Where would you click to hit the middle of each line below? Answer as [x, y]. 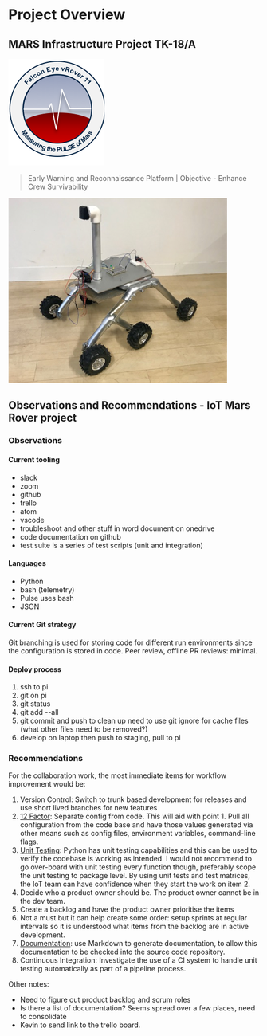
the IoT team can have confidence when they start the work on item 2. [135, 884]
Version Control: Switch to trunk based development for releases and [133, 799]
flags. [29, 842]
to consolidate [43, 1017]
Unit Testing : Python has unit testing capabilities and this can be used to [138, 850]
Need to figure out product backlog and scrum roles [105, 1000]
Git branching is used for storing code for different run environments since [130, 642]
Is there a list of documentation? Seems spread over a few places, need [137, 1008]
